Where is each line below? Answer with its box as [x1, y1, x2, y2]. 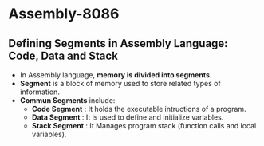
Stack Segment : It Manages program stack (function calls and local [31, 121, 257, 130]
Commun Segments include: [19, 96, 116, 105]
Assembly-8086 [8, 5, 120, 23]
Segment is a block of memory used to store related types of [19, 79, 221, 88]
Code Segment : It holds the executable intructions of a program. [31, 105, 246, 113]
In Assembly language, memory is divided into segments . [19, 70, 212, 80]
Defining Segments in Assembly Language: [8, 37, 229, 50]
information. [19, 87, 60, 97]
